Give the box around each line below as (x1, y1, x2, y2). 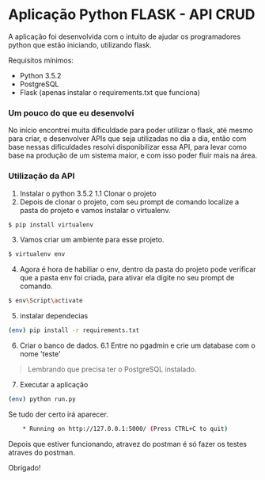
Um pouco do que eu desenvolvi (8, 107, 134, 118)
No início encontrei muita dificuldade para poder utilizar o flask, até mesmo (8, 125, 253, 135)
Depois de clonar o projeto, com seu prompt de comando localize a (19, 196, 240, 207)
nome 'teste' (19, 349, 61, 359)
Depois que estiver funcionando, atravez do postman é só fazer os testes (8, 439, 248, 448)
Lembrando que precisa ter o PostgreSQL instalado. (27, 364, 197, 374)
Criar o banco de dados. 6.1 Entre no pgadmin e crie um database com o (19, 341, 256, 350)
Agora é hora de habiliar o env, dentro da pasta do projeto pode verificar (19, 265, 256, 274)
